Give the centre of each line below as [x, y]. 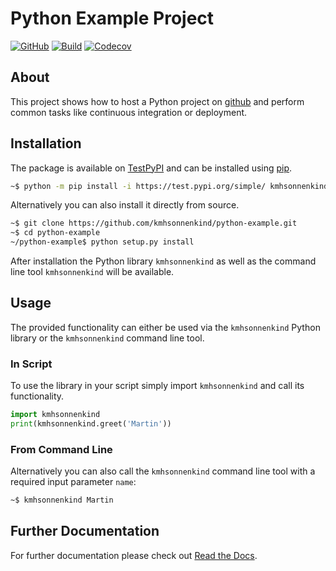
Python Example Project [112, 18]
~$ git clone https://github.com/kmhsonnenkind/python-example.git [154, 223]
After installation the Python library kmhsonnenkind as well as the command [163, 261]
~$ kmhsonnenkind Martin [62, 500]
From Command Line [61, 449]
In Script [31, 364]
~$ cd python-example [55, 233]
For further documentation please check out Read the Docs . [134, 555]
